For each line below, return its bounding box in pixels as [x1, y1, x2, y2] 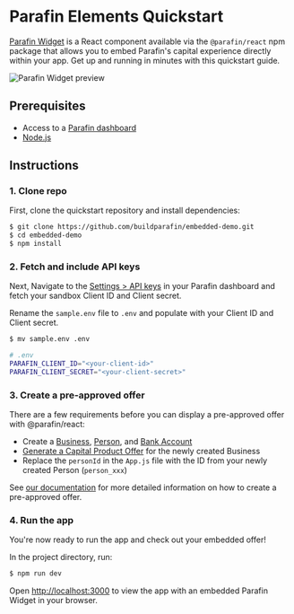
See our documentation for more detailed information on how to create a [9, 482, 277, 493]
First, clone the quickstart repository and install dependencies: [9, 205, 240, 216]
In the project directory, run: [9, 552, 113, 563]
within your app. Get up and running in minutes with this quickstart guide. [9, 55, 281, 66]
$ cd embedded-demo [9, 231, 82, 240]
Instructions [9, 158, 79, 173]
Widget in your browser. [9, 595, 99, 606]
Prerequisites [9, 99, 86, 114]
